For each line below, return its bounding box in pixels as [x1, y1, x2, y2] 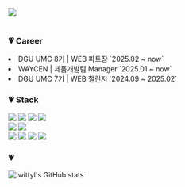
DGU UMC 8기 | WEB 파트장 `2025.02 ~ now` [18, 55, 164, 64]
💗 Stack [8, 94, 39, 105]
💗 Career [8, 35, 44, 46]
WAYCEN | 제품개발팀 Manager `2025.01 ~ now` [18, 64, 172, 74]
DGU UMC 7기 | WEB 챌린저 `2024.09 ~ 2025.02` [18, 74, 177, 84]
